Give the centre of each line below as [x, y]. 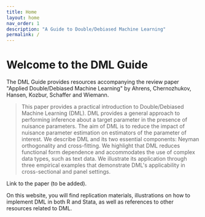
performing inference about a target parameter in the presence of [104, 120]
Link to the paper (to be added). [47, 183]
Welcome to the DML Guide [77, 65]
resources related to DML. [39, 208]
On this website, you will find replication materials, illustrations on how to [98, 196]
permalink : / [23, 35]
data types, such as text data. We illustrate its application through [104, 159]
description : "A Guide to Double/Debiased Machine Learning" [86, 29]
